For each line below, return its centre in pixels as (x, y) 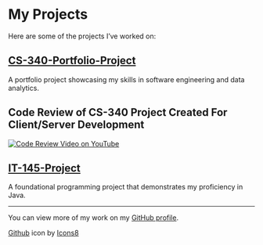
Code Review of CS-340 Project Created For (118, 112)
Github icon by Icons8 (44, 233)
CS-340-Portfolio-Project (72, 61)
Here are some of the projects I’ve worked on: (82, 36)
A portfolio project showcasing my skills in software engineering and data (126, 79)
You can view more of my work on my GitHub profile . (93, 218)
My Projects (48, 14)
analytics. (23, 88)
